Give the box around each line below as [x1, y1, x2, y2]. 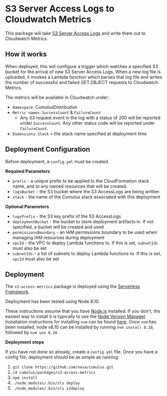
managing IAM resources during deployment [12, 234, 105, 240]
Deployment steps [5, 339, 44, 345]
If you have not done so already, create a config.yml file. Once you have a [5, 349, 158, 355]
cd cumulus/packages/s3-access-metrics [12, 370, 96, 375]
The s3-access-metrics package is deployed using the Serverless [5, 283, 140, 289]
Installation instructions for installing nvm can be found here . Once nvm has [5, 319, 156, 325]
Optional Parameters [5, 203, 49, 209]
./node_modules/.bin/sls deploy [12, 381, 80, 386]
